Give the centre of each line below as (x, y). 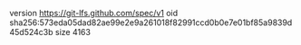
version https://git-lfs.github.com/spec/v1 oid (94, 13)
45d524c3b (31, 32)
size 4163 (73, 32)
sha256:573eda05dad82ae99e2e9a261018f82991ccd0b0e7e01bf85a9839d (151, 22)
